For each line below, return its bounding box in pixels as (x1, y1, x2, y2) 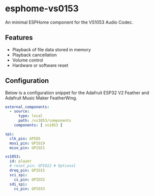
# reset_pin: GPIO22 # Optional (9, 163, 76, 168)
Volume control (12, 57, 43, 63)
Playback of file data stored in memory (12, 46, 91, 52)
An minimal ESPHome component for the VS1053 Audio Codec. (5, 19, 133, 25)
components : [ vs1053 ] (14, 123, 63, 128)
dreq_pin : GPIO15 (9, 168, 45, 173)
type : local (18, 114, 43, 119)
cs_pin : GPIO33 (14, 186, 45, 191)
